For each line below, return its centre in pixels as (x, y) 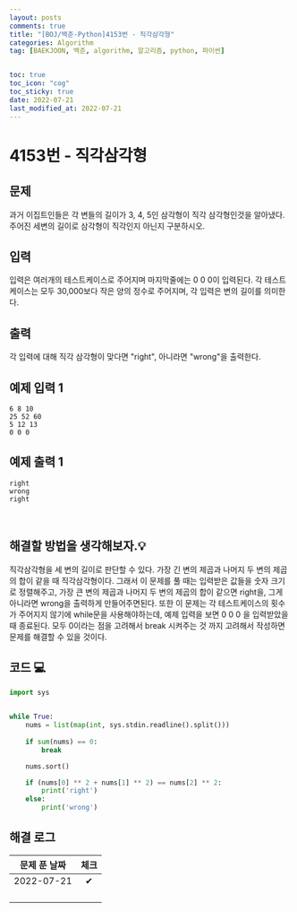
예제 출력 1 (37, 462)
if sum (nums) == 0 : (62, 742)
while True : (31, 717)
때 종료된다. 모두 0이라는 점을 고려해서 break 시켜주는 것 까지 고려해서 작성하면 (147, 625)
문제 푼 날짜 (42, 864)
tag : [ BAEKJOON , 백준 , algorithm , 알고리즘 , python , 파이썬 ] (117, 51)
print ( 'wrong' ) (70, 808)
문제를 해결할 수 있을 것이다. (58, 637)
